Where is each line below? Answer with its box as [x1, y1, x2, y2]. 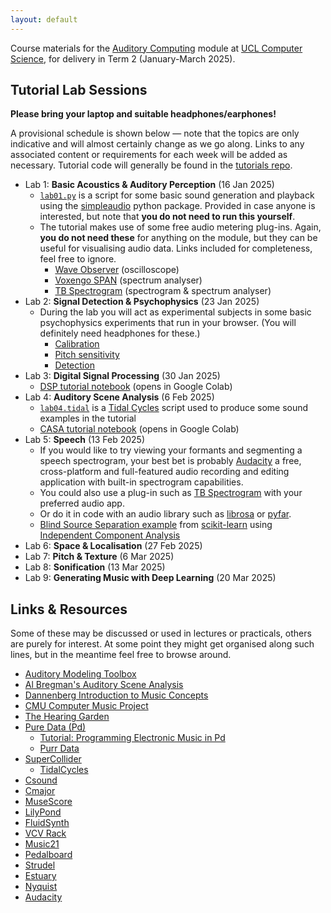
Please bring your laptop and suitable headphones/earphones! [10, 108, 277, 120]
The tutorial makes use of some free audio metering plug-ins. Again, [39, 221, 322, 233]
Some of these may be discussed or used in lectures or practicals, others [10, 627, 312, 640]
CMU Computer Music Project [24, 700, 149, 712]
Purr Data [39, 742, 80, 755]
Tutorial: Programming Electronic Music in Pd [39, 732, 226, 744]
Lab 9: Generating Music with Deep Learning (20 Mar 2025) [24, 572, 277, 584]
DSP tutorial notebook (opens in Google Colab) [39, 381, 233, 393]
